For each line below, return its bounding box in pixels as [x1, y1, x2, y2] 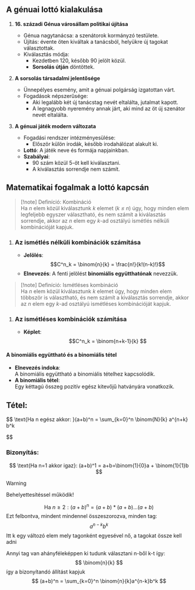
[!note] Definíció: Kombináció [20, 198, 91, 206]
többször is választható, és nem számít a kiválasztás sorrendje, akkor [20, 294, 190, 301]
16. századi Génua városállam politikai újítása [14, 20, 128, 27]
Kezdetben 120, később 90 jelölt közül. [32, 57, 126, 64]
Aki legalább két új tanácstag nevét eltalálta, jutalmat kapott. [32, 99, 179, 106]
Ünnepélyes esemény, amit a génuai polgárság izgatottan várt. [23, 86, 176, 93]
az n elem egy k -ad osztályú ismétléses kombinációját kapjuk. [20, 300, 171, 307]
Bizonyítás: [6, 448, 39, 457]
